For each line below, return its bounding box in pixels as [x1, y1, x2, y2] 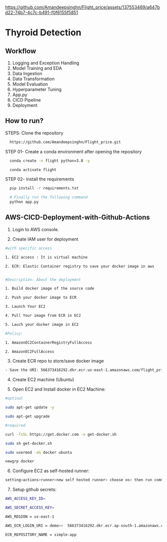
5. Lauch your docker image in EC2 [5, 322, 79, 327]
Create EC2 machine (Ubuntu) [12, 377, 75, 383]
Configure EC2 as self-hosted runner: [12, 468, 89, 474]
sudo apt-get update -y [5, 405, 55, 410]
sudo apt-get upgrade [5, 414, 50, 419]
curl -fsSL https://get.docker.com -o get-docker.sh [5, 432, 117, 437]
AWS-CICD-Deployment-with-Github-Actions [5, 213, 150, 222]
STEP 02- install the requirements [5, 176, 75, 182]
